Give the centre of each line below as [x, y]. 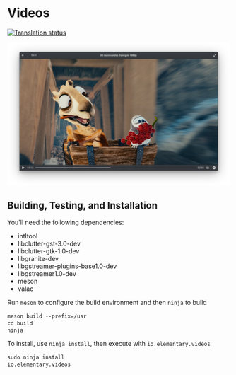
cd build [20, 323]
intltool [28, 236]
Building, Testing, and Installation [82, 206]
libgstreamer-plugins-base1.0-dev [67, 266]
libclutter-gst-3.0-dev [49, 244]
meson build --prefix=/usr [47, 316]
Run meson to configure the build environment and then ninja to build [107, 303]
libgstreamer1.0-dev [47, 274]
